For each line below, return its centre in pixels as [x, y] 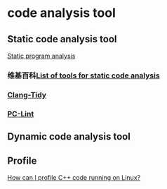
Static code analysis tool [62, 39]
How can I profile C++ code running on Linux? [74, 177]
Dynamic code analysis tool [69, 136]
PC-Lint [21, 114]
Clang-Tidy [27, 94]
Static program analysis [41, 56]
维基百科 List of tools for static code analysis [83, 75]
